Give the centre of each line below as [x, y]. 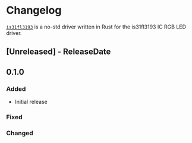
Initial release [31, 102]
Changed [20, 133]
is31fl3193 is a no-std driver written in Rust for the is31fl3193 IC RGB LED [96, 27]
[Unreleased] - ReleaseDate [59, 52]
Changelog [34, 10]
